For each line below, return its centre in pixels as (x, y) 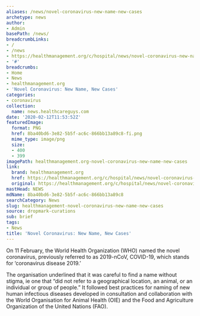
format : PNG (26, 128)
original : (24, 184)
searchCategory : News (33, 200)
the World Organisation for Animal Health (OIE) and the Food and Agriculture (100, 300)
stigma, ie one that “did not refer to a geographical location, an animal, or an (99, 281)
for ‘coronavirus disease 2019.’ (44, 263)
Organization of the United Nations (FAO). (57, 306)
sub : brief (20, 217)
